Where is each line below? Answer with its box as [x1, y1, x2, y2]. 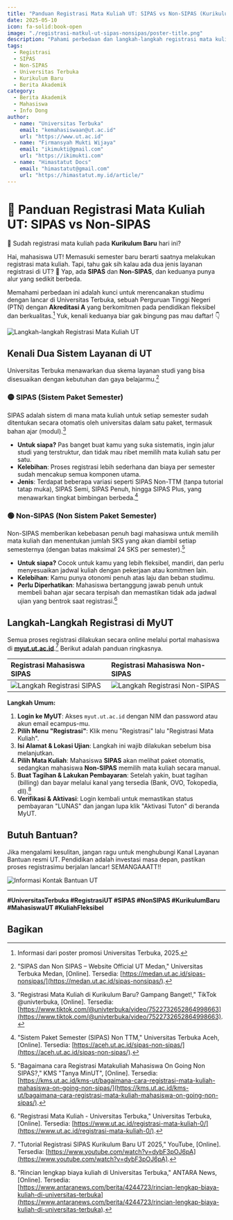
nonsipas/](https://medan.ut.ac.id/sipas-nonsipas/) [17, 977, 164, 985]
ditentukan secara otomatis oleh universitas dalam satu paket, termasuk [7, 418, 213, 427]
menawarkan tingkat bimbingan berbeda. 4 [17, 492, 139, 502]
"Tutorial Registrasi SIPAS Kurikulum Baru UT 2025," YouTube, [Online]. [17, 1140, 221, 1148]
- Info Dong [13, 107, 49, 114]
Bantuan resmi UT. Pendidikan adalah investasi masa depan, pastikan [7, 855, 206, 864]
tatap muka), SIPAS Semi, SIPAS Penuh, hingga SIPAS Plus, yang [17, 484, 202, 493]
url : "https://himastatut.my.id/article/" [19, 172, 144, 179]
